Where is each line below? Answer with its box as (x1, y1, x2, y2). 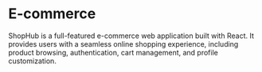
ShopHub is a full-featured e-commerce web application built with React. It (8, 31, 255, 40)
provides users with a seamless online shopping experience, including (8, 39, 239, 48)
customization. (8, 56, 57, 66)
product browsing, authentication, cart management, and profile (8, 47, 219, 57)
